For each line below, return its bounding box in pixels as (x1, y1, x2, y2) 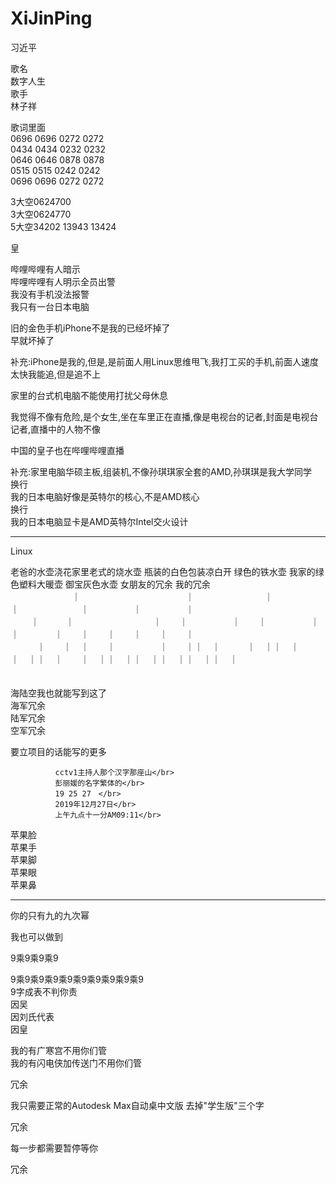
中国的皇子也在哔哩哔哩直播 (10, 444, 125, 456)
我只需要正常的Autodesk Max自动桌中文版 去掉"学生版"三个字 (10, 1099, 265, 1111)
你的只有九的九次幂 (10, 909, 90, 921)
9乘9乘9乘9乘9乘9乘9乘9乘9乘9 (10, 973, 144, 985)
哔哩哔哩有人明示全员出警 (10, 275, 116, 287)
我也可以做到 (10, 930, 63, 942)
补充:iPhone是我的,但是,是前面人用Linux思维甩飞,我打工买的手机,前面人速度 (10, 355, 320, 367)
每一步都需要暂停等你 (10, 1142, 98, 1154)
